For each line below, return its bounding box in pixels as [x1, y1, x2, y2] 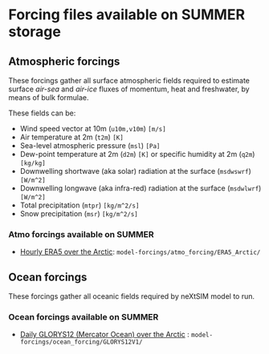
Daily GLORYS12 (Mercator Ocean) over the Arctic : [19, 330, 190, 340]
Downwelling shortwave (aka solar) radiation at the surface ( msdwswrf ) [19, 167, 251, 175]
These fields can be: [8, 108, 76, 118]
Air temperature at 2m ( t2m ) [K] [19, 132, 124, 142]
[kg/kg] [19, 159, 46, 167]
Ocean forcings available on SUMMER [8, 312, 159, 323]
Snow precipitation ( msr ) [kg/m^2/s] [19, 209, 139, 218]
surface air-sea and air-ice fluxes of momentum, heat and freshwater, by [8, 84, 251, 94]
